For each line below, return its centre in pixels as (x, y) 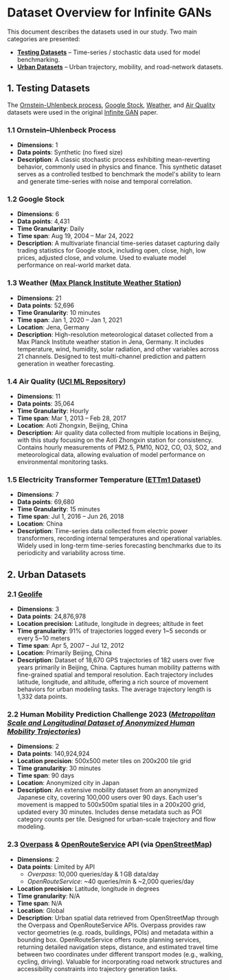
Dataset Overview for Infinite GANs (110, 13)
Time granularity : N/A (48, 896)
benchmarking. (38, 59)
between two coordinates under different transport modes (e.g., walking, (120, 954)
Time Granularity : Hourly (53, 410)
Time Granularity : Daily (50, 229)
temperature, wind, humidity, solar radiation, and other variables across (118, 349)
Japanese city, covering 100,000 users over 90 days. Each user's (110, 797)
